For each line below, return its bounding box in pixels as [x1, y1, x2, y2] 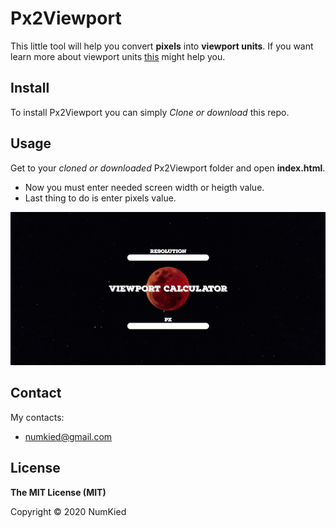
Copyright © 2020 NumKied [10, 505, 127, 517]
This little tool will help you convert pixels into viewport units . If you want [10, 40, 314, 52]
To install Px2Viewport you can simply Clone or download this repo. [10, 106, 290, 118]
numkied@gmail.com [24, 430, 113, 442]
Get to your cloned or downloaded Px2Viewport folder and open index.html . [10, 162, 326, 174]
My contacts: [10, 411, 65, 423]
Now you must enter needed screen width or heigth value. [24, 181, 265, 193]
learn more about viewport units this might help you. [10, 50, 226, 62]
